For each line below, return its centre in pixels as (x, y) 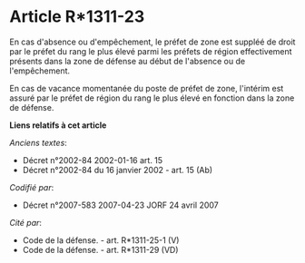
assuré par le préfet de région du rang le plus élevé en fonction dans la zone (152, 98)
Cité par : (26, 222)
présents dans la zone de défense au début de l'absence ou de (128, 61)
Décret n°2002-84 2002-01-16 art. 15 (93, 160)
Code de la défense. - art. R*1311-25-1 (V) (101, 240)
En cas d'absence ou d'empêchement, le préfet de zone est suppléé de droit (152, 42)
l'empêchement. (40, 71)
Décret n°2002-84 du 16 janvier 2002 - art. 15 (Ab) (118, 170)
